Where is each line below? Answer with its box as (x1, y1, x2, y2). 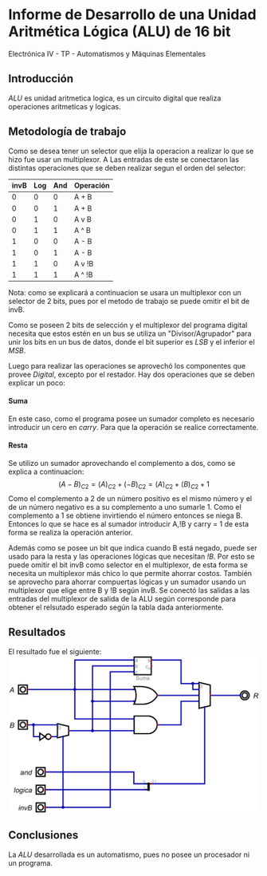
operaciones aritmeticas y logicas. (8, 101, 121, 111)
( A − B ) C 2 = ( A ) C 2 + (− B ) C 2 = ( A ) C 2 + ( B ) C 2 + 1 (58, 479, 210, 491)
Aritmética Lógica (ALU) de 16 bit (8, 22, 231, 41)
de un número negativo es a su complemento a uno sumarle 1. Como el (8, 502, 241, 511)
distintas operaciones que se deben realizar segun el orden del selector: (8, 163, 245, 172)
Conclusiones (8, 828, 79, 842)
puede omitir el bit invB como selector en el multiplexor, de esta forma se (8, 560, 249, 570)
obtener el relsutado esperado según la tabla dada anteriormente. (8, 602, 225, 612)
